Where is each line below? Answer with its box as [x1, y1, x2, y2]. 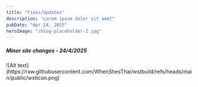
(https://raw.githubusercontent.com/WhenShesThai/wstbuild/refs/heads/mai [6, 68, 192, 75]
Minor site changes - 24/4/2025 [6, 47, 87, 54]
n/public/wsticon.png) [6, 74, 60, 82]
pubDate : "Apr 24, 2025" [6, 22, 67, 28]
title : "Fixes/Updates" [6, 9, 65, 15]
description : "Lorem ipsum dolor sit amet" [6, 15, 115, 22]
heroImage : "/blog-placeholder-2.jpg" [6, 28, 102, 34]
